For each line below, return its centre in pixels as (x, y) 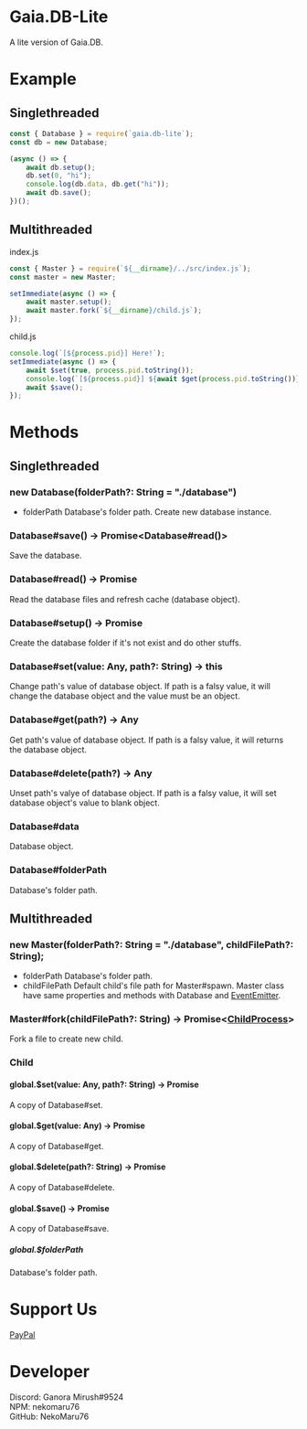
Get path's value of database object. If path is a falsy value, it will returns (147, 740)
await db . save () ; (59, 193)
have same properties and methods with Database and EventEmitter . (152, 996)
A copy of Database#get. (57, 1146)
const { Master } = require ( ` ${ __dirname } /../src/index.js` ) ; (130, 268)
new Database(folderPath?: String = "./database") (123, 492)
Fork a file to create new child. (66, 1039)
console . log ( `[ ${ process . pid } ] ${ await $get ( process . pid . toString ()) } (163, 379)
